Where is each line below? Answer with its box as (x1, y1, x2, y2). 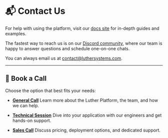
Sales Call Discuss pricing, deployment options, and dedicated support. (12, 127, 161, 133)
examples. (5, 30, 26, 36)
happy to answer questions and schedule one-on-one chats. (5, 45, 130, 51)
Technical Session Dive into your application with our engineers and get (12, 112, 162, 118)
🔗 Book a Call (5, 74, 46, 83)
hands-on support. (12, 117, 51, 124)
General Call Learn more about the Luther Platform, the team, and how (12, 97, 158, 103)
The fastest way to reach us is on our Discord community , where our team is (5, 40, 162, 46)
